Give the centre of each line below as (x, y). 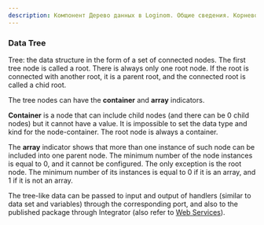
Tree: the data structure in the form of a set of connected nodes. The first (127, 60)
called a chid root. (37, 85)
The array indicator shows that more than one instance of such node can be (132, 147)
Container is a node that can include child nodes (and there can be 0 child (129, 115)
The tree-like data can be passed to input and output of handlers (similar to (130, 195)
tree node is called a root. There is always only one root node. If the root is (128, 68)
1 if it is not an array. (40, 180)
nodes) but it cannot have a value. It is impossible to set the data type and (128, 123)
